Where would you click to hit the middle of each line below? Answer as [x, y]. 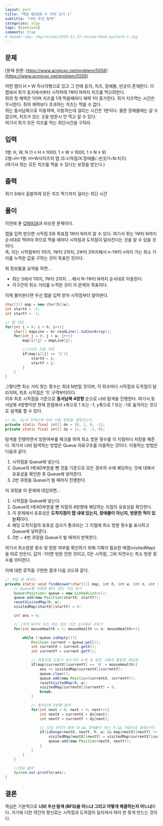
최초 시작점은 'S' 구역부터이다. [48, 393]
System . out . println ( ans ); [40, 773]
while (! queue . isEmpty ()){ [50, 638]
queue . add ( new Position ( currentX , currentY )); [88, 678]
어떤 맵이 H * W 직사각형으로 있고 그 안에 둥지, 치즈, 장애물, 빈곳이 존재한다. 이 [80, 86]
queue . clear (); [55, 674]
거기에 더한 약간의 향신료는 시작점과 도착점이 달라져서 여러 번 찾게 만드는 [80, 812]
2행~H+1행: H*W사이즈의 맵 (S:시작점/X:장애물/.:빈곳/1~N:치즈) [66, 158]
